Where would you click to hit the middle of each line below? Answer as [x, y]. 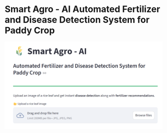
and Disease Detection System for [77, 20]
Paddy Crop [30, 30]
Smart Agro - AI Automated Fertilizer [82, 9]
